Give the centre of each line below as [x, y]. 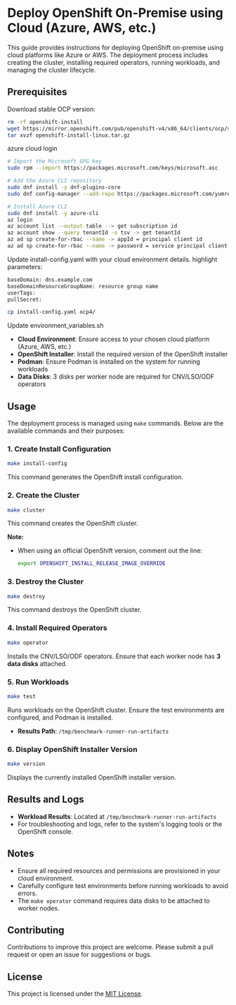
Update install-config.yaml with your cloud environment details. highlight [112, 259]
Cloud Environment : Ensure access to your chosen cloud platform [113, 339]
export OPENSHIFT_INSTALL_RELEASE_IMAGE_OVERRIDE [92, 564]
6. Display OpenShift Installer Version [73, 749]
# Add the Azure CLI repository [54, 181]
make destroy [26, 596]
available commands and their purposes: [66, 431]
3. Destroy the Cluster [46, 581]
